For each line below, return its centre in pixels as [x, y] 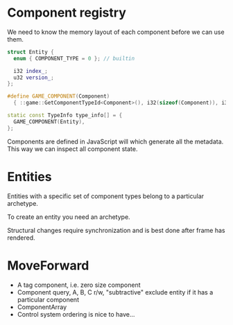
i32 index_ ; [31, 71]
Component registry [67, 13]
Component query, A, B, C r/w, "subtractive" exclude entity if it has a [115, 292]
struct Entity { [31, 52]
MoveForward [48, 265]
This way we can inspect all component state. [72, 149]
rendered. [21, 238]
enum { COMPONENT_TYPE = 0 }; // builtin [74, 58]
